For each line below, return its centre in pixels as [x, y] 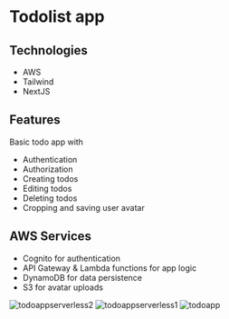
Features [35, 120]
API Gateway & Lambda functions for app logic [110, 268]
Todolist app [57, 17]
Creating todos [50, 178]
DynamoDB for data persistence [82, 277]
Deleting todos [50, 198]
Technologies [49, 50]
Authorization [48, 169]
